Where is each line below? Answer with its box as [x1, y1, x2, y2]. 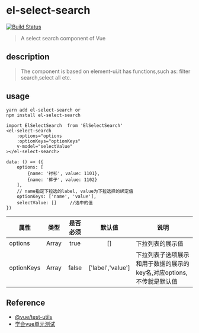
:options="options [17, 133, 62, 139]
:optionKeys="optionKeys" [17, 138, 81, 144]
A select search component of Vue [20, 34, 106, 42]
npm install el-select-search [6, 112, 81, 118]
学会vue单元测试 [14, 321, 56, 328]
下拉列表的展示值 [136, 239, 184, 248]
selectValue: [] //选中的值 [17, 199, 93, 205]
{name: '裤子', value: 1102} [27, 176, 98, 183]
